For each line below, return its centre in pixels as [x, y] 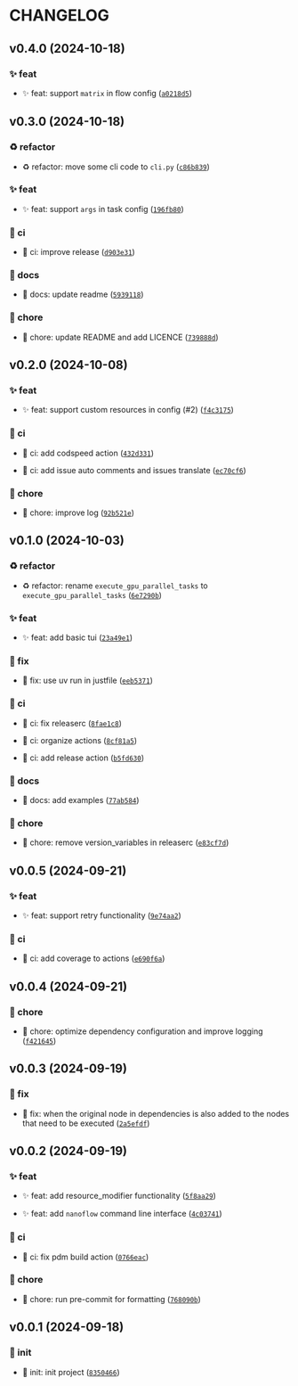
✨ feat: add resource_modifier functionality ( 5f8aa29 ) [119, 1196]
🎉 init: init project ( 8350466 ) [71, 1372]
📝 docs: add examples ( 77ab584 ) [81, 800]
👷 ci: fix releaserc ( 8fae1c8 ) [72, 723]
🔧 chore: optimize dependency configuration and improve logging [142, 1031]
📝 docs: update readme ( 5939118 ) [83, 294]
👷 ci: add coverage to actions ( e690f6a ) [93, 958]
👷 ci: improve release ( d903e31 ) [78, 252]
